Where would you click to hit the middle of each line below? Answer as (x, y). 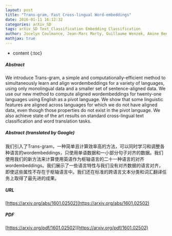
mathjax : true (20, 39)
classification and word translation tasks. (48, 121)
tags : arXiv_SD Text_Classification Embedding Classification (73, 29)
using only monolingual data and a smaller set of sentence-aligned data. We (85, 88)
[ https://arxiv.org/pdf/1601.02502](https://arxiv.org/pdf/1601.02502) (77, 227)
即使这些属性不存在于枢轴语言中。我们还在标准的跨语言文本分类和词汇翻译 (84, 172)
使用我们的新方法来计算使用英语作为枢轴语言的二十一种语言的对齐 (75, 159)
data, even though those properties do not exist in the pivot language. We (83, 110)
